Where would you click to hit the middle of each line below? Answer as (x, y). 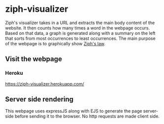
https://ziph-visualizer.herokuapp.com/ (45, 84)
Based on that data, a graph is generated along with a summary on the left (80, 33)
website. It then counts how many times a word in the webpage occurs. (78, 28)
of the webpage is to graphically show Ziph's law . (55, 43)
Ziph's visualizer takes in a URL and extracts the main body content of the (80, 23)
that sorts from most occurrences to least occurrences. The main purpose (81, 38)
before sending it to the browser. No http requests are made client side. (87, 116)
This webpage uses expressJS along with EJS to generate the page (74, 111)
